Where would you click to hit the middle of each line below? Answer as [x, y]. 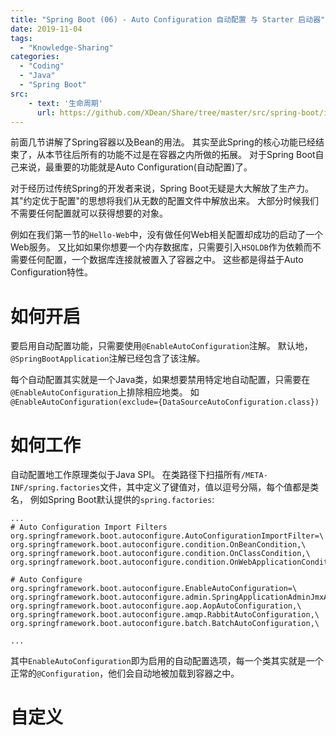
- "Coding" [42, 66]
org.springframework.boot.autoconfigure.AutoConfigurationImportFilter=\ [167, 536]
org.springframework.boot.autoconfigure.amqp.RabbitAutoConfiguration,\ [165, 615]
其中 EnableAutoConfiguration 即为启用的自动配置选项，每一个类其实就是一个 [167, 661]
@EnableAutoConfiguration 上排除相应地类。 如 [105, 392]
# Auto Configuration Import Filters [89, 527]
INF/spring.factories [55, 488]
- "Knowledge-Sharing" [66, 47]
